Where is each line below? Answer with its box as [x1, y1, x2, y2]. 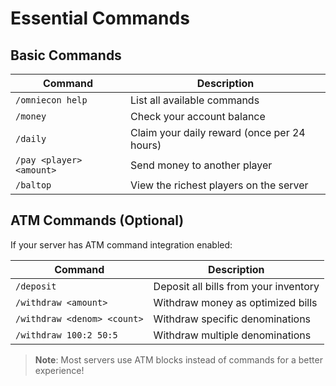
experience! [34, 364, 85, 376]
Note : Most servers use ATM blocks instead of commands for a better [34, 353, 323, 366]
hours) [130, 138, 162, 152]
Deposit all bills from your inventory [153, 279, 320, 293]
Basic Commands [10, 47, 122, 64]
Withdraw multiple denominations [153, 328, 312, 342]
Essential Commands [10, 7, 190, 30]
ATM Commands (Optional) [10, 212, 185, 229]
